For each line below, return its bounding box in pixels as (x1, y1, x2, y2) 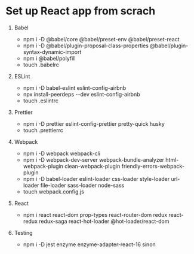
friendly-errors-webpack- (121, 162, 185, 170)
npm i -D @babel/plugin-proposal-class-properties (23, 42, 149, 49)
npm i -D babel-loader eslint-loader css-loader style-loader (23, 175, 170, 182)
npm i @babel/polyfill (23, 55, 76, 62)
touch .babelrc (23, 61, 59, 68)
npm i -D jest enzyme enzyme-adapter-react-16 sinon (23, 241, 156, 248)
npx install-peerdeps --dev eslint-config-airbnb (23, 90, 140, 98)
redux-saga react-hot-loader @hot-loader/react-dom (39, 217, 170, 225)
